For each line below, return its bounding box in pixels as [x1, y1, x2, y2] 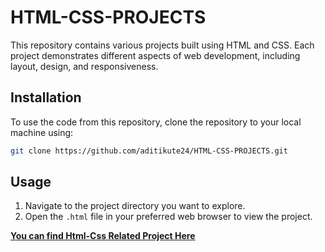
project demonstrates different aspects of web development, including [10, 49, 301, 61]
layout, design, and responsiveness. [10, 60, 159, 72]
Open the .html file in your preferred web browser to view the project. [24, 211, 313, 223]
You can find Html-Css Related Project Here [10, 230, 196, 242]
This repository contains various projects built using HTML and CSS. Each [10, 39, 315, 51]
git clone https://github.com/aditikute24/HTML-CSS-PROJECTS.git [10, 146, 288, 156]
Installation [10, 89, 82, 106]
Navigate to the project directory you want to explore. [24, 200, 246, 212]
